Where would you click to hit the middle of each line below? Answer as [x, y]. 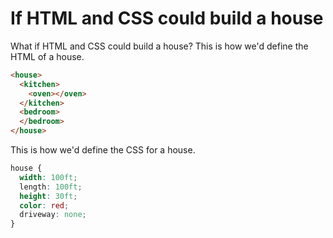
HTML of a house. [47, 56]
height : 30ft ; [48, 196]
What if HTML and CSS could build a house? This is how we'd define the [159, 46]
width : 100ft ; [48, 177]
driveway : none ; [53, 215]
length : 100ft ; [51, 187]
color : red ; [44, 205]
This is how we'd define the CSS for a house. [103, 150]
